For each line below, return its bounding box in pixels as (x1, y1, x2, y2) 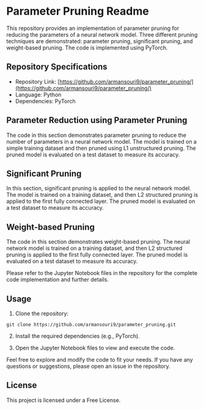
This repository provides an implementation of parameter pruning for (6, 24, 180, 32)
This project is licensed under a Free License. (6, 396, 121, 404)
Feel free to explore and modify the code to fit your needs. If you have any (6, 356, 194, 363)
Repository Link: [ (15, 78, 60, 85)
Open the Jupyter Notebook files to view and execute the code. (15, 344, 175, 351)
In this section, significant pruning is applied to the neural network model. (6, 185, 191, 192)
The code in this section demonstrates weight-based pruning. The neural (6, 238, 191, 246)
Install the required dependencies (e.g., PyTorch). (15, 332, 140, 340)
